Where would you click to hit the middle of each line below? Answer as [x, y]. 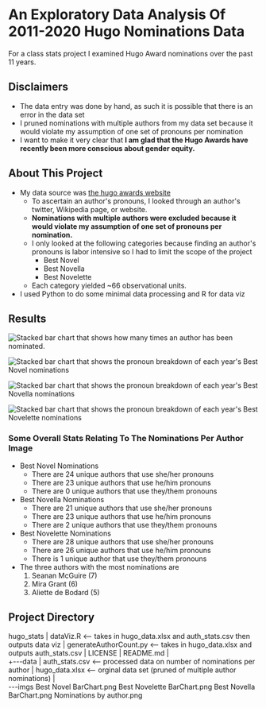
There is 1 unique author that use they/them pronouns [119, 559]
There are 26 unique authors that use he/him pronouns [121, 550]
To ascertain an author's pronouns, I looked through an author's [136, 201]
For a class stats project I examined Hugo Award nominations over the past [131, 53]
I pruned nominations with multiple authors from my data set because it [136, 123]
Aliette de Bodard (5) [66, 592]
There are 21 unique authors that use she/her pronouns [122, 508]
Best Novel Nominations [59, 466]
